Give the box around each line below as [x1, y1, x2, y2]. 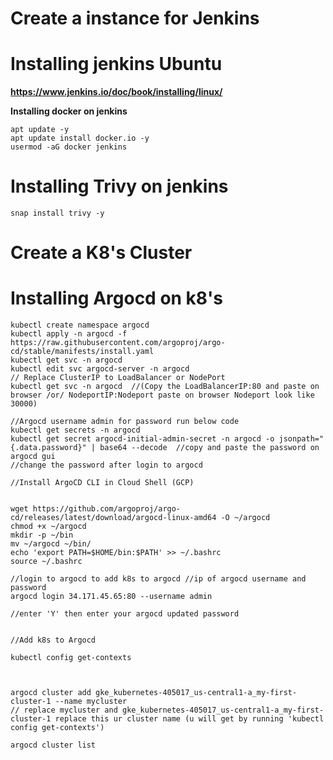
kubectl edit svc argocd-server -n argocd [10, 364, 190, 374]
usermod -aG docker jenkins [10, 142, 128, 152]
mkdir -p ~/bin [10, 530, 74, 541]
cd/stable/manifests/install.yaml [10, 347, 155, 357]
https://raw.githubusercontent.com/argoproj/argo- [10, 338, 226, 348]
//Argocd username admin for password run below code [10, 417, 240, 427]
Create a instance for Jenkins [10, 7, 260, 30]
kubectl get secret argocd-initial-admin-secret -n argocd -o [10, 434, 275, 444]
